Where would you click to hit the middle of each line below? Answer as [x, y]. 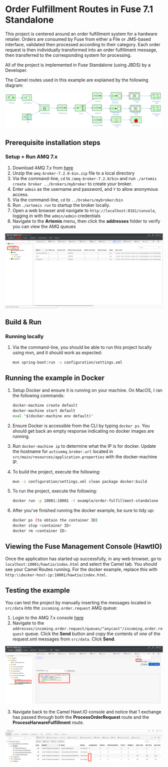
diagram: [14, 85]
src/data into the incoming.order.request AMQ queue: [61, 608]
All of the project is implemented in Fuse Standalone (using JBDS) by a [78, 65]
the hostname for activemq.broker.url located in [63, 451]
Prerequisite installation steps [53, 142]
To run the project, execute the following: [55, 491]
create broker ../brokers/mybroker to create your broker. [72, 184]
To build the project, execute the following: [56, 472]
